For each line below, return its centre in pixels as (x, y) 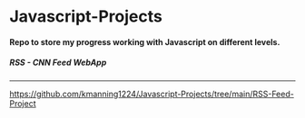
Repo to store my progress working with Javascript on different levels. (145, 41)
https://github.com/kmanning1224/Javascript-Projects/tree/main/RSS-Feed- (152, 94)
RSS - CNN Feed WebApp (58, 63)
